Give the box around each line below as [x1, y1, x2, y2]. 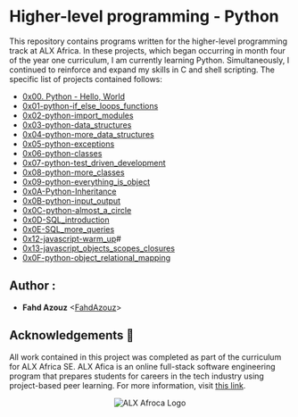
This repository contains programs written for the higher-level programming [9, 36, 288, 46]
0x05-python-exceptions [21, 138, 115, 149]
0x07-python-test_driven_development [21, 157, 167, 168]
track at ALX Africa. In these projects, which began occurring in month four [9, 45, 286, 55]
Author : [9, 279, 56, 294]
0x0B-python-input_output [21, 195, 121, 206]
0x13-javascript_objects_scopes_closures [21, 243, 176, 254]
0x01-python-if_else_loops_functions [21, 100, 159, 111]
